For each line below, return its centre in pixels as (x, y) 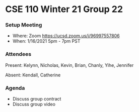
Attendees (18, 54)
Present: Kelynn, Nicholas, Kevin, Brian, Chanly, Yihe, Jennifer (69, 65)
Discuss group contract (37, 99)
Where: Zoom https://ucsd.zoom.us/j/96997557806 (66, 36)
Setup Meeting (24, 25)
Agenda (15, 88)
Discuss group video (34, 104)
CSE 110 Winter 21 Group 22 (64, 9)
